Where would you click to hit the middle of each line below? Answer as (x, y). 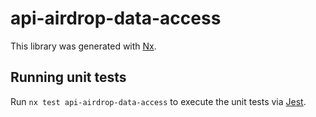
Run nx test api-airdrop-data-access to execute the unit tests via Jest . (158, 101)
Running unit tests (68, 77)
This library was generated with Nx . (83, 46)
